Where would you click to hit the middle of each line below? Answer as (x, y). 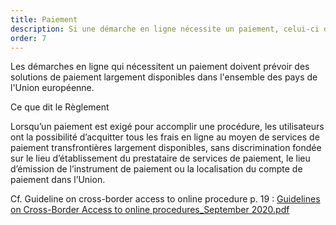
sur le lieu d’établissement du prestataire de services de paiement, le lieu (160, 158)
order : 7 (28, 38)
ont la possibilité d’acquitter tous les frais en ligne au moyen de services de (165, 137)
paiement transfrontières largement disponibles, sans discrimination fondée (166, 148)
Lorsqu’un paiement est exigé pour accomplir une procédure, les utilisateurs (167, 127)
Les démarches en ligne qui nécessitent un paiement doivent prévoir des (160, 67)
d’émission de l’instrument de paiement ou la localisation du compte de (156, 169)
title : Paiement (44, 19)
